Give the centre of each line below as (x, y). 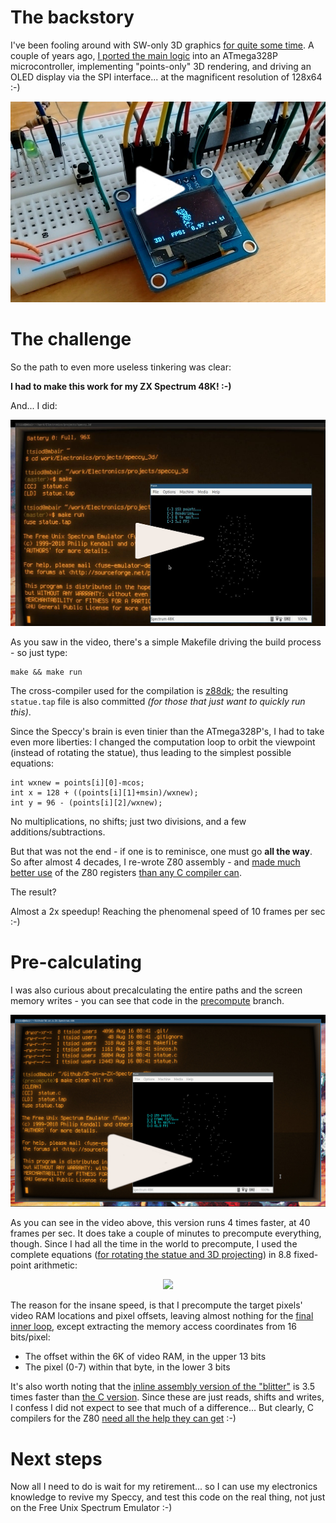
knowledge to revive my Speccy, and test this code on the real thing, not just (168, 1497)
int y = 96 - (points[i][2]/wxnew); (86, 802)
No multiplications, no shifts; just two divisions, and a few (128, 821)
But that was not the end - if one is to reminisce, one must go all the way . (161, 851)
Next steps (56, 1458)
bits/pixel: (30, 1337)
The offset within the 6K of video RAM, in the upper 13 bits (145, 1357)
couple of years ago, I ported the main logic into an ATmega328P (144, 55)
